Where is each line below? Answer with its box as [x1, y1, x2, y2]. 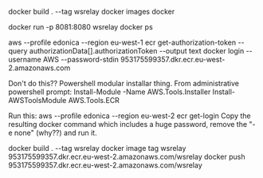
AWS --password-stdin [42, 55, 120, 64]
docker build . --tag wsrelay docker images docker [8, 7, 175, 16]
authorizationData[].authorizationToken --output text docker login [29, 46, 245, 55]
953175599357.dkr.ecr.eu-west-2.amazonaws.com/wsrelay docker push [8, 152, 245, 161]
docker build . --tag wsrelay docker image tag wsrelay [8, 144, 186, 152]
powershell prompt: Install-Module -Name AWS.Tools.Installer [8, 87, 211, 97]
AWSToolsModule [8, 96, 67, 105]
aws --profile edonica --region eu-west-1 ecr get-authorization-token [8, 38, 237, 47]
